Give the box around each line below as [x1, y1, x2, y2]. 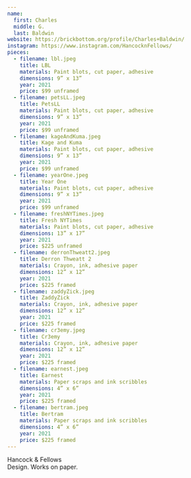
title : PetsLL [19, 101, 60, 108]
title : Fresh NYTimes [19, 217, 82, 224]
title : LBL [19, 62, 51, 69]
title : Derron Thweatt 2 [19, 256, 92, 263]
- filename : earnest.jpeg [13, 365, 89, 372]
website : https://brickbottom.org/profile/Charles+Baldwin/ [7, 36, 185, 43]
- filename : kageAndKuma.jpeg [13, 133, 101, 140]
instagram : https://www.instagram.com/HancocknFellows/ [7, 42, 172, 49]
